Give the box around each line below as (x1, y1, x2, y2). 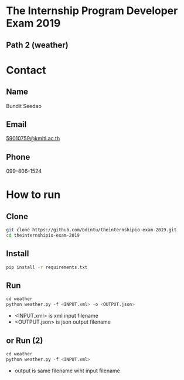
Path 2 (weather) (6, 40, 69, 50)
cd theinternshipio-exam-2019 (6, 233, 80, 238)
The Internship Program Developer (6, 4, 178, 18)
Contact (6, 63, 46, 77)
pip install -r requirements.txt (6, 264, 88, 270)
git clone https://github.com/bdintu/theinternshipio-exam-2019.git (6, 227, 177, 233)
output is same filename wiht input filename (14, 367, 120, 374)
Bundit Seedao (6, 102, 42, 109)
